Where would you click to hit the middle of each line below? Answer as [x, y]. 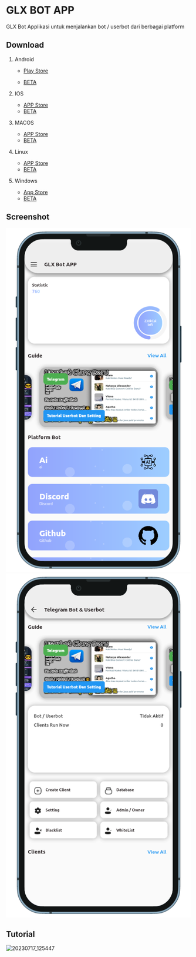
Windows [26, 181]
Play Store [36, 71]
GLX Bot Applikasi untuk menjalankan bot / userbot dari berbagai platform [95, 27]
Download [25, 45]
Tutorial [21, 934]
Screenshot [28, 217]
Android [24, 59]
